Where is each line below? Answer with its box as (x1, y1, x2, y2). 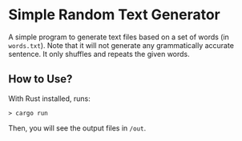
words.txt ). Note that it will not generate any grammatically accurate (8, 40, 235, 50)
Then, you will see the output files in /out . (8, 123, 147, 133)
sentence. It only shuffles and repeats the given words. (8, 49, 190, 58)
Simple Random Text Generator (8, 6, 220, 24)
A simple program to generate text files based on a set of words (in (8, 32, 230, 42)
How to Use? (8, 72, 73, 86)
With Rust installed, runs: (8, 94, 91, 103)
